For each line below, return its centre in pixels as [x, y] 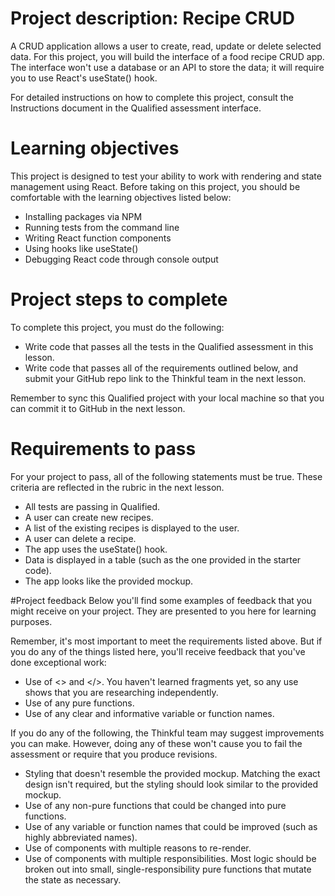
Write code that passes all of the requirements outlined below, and [161, 368]
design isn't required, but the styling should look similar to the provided [171, 784]
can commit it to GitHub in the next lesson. [98, 408]
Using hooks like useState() [81, 248]
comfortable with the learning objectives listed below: [121, 197]
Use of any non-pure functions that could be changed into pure [155, 805]
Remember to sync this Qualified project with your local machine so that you [167, 398]
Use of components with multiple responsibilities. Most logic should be [170, 858]
